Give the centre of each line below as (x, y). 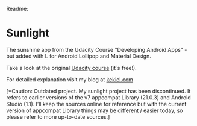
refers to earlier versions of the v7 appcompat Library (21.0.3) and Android (98, 97)
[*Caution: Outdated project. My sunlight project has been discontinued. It (98, 91)
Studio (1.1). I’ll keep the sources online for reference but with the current (96, 104)
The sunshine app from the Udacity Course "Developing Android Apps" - (97, 49)
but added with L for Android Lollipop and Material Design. (79, 56)
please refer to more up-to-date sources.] (58, 116)
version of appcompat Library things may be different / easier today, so (95, 110)
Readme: (17, 9)
